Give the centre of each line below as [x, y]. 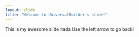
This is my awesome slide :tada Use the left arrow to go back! [70, 29]
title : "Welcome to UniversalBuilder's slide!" [57, 15]
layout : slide [20, 10]
